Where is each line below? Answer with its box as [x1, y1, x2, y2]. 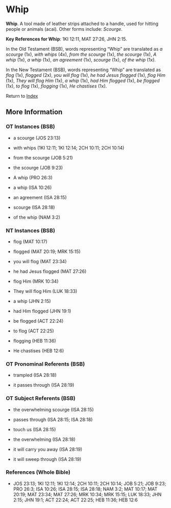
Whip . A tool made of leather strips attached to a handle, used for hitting [6, 20, 159, 27]
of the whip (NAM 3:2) [13, 214, 61, 220]
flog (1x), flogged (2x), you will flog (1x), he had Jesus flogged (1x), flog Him [6, 72, 165, 78]
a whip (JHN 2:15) [13, 298, 51, 304]
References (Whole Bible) [6, 469, 70, 476]
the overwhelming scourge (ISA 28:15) [13, 406, 94, 413]
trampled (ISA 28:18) [13, 372, 57, 378]
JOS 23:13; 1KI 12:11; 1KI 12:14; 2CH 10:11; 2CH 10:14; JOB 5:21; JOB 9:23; [13, 480, 166, 486]
